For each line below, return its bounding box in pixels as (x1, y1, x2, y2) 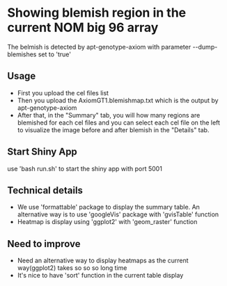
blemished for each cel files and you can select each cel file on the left (17, 118, 221, 127)
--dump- (192, 42, 218, 51)
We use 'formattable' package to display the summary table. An (17, 203, 201, 212)
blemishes (7, 50, 37, 58)
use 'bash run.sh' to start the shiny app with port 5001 (7, 164, 162, 173)
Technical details (7, 184, 84, 196)
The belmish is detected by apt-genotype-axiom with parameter (7, 42, 191, 51)
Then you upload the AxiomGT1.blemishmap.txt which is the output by (17, 96, 219, 104)
